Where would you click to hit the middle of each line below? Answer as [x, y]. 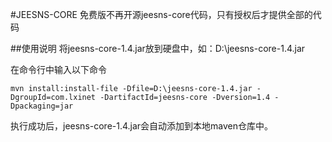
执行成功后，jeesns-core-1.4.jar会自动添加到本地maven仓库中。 [142, 126]
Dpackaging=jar [42, 106]
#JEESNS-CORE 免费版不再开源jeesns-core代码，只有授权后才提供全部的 [161, 14]
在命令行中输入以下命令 [58, 69]
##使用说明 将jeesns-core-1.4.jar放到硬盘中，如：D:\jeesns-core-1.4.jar [158, 48]
